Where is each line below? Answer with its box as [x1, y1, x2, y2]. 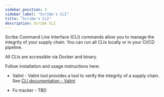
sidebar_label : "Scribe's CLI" [5, 12, 69, 17]
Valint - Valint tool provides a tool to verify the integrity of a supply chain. [12, 73, 160, 78]
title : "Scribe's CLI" [5, 16, 51, 21]
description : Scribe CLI [5, 20, 56, 26]
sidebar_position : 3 [5, 7, 47, 12]
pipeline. [5, 44, 23, 50]
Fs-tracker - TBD [12, 87, 47, 93]
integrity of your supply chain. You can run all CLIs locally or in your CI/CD [5, 39, 155, 45]
